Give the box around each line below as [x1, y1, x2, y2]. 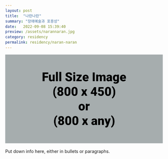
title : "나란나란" [5, 13, 41, 19]
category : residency [5, 35, 48, 40]
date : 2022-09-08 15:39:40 [5, 24, 66, 29]
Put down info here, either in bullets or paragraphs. [5, 148, 110, 154]
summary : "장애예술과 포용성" [5, 19, 60, 24]
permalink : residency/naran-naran [5, 40, 77, 45]
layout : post [5, 8, 32, 13]
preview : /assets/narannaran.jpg [5, 29, 75, 35]
